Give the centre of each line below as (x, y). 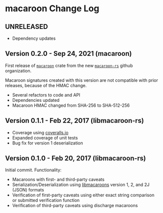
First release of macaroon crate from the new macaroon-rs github (69, 65)
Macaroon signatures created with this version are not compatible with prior (81, 80)
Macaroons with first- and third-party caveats (58, 180)
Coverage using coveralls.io (40, 132)
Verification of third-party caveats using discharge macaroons (75, 206)
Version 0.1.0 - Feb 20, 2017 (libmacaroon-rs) (76, 158)
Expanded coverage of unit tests (45, 138)
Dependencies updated (36, 100)
